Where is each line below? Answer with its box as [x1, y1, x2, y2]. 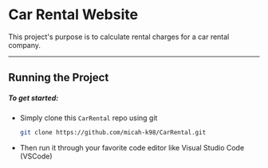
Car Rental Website [8, 6, 138, 24]
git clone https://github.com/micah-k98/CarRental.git [19, 129, 207, 137]
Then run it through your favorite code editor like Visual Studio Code [19, 143, 245, 153]
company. [8, 40, 41, 49]
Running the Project [8, 71, 109, 84]
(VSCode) [19, 151, 53, 161]
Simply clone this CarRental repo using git [19, 113, 158, 123]
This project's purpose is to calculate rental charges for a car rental [8, 32, 230, 41]
